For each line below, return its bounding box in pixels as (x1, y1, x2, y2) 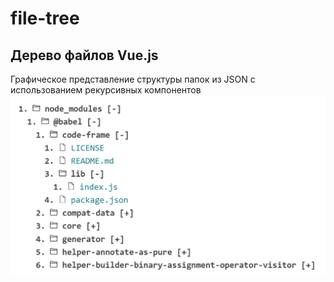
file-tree (10, 7, 80, 30)
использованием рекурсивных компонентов (10, 84, 202, 96)
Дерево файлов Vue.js (10, 47, 159, 64)
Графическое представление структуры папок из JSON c (10, 73, 256, 85)
